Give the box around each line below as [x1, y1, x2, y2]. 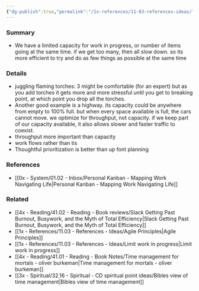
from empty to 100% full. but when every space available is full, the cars [14, 108, 191, 115]
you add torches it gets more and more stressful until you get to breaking [14, 89, 193, 96]
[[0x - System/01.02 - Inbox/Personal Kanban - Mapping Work [14, 174, 167, 181]
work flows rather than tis [14, 140, 78, 147]
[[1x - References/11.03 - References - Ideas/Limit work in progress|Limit [14, 240, 192, 247]
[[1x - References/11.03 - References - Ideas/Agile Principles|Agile [14, 227, 176, 235]
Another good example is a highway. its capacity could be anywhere [14, 102, 182, 109]
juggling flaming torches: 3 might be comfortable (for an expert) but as [14, 83, 188, 90]
